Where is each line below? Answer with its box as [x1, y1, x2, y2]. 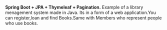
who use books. [5, 20, 38, 26]
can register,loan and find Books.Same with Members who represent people [5, 15, 162, 20]
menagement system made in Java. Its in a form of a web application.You [5, 9, 156, 15]
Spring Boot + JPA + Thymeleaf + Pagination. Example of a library [5, 4, 143, 10]
